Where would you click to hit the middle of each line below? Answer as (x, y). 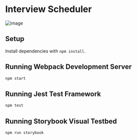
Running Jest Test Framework (53, 94)
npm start (16, 78)
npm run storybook (24, 132)
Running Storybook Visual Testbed (61, 121)
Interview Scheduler (49, 9)
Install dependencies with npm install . (45, 51)
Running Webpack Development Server (68, 67)
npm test (14, 106)
